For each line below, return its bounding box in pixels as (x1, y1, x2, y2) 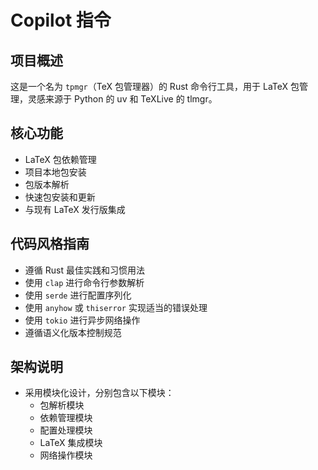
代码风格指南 (10, 236, 90, 253)
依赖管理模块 (39, 412, 93, 424)
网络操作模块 (39, 449, 93, 461)
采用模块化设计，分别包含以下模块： (24, 387, 175, 399)
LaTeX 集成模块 (39, 437, 103, 449)
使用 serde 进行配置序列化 (24, 289, 132, 301)
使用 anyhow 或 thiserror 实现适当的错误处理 (24, 301, 208, 313)
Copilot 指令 (10, 9, 112, 32)
